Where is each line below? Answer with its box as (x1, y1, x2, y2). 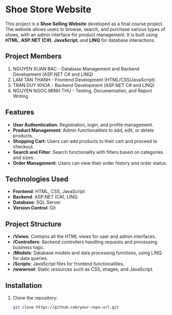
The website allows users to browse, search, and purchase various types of (5, 26, 165, 32)
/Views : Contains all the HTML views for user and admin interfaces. (12, 233, 157, 240)
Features (5, 108, 34, 117)
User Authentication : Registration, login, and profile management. (12, 121, 154, 128)
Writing (12, 93, 28, 99)
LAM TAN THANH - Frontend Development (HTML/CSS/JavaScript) (12, 76, 156, 83)
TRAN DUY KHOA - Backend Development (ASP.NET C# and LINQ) (12, 82, 155, 88)
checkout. (12, 143, 34, 150)
